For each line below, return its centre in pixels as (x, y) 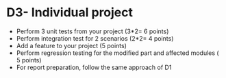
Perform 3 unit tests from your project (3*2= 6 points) (92, 31)
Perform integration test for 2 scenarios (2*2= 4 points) (95, 38)
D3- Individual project (70, 13)
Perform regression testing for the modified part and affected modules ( (118, 53)
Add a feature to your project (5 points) (72, 45)
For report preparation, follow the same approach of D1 (94, 67)
